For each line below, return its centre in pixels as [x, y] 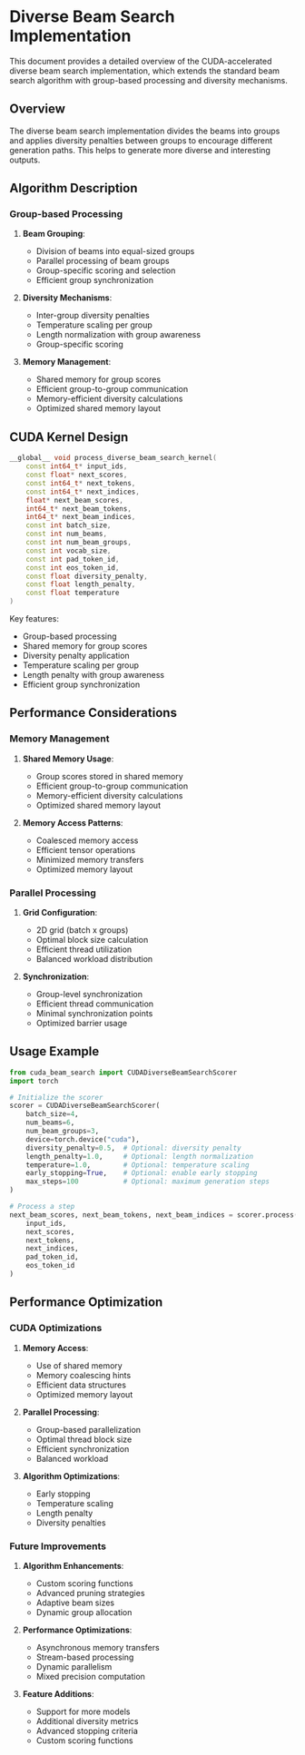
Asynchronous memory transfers [98, 1647]
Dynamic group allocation [84, 1612]
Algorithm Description [74, 188]
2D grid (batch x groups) [82, 930]
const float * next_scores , [77, 475]
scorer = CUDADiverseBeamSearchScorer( [85, 1106]
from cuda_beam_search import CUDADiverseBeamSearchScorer [123, 1073]
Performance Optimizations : [77, 1630]
